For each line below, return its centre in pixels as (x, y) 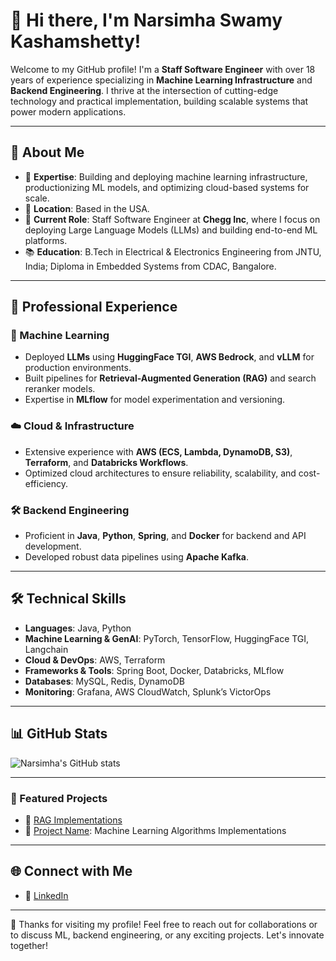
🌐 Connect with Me (71, 871)
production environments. (78, 368)
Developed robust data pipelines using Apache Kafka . (136, 557)
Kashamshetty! (76, 41)
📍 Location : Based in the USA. (87, 208)
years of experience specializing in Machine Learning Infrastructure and (161, 80)
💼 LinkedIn (46, 895)
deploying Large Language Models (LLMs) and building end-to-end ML (171, 230)
